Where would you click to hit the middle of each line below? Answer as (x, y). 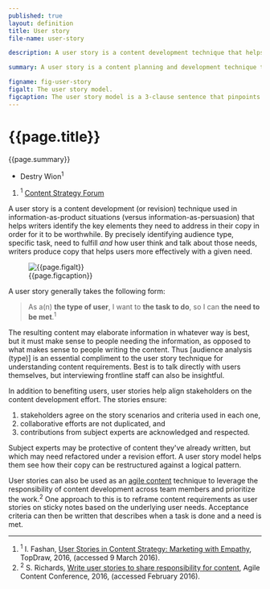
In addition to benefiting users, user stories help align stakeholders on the (130, 391)
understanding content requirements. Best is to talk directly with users (125, 367)
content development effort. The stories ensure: (88, 399)
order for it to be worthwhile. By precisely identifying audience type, (121, 234)
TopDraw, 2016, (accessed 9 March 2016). (90, 558)
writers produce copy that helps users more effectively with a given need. (131, 251)
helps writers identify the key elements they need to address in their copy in (134, 226)
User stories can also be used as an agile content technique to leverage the (133, 480)
